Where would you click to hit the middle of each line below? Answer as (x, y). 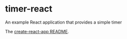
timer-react (29, 9)
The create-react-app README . (37, 31)
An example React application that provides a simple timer (63, 22)
